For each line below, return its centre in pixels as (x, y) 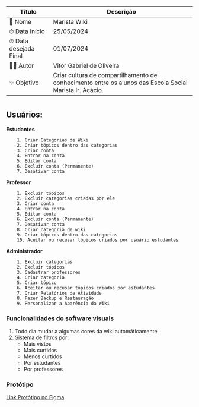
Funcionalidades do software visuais (60, 318)
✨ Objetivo (24, 83)
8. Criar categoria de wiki (51, 229)
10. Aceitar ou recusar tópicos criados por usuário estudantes (98, 240)
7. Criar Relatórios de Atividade (59, 293)
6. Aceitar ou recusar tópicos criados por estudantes (86, 288)
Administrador (24, 251)
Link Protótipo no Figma (35, 397)
